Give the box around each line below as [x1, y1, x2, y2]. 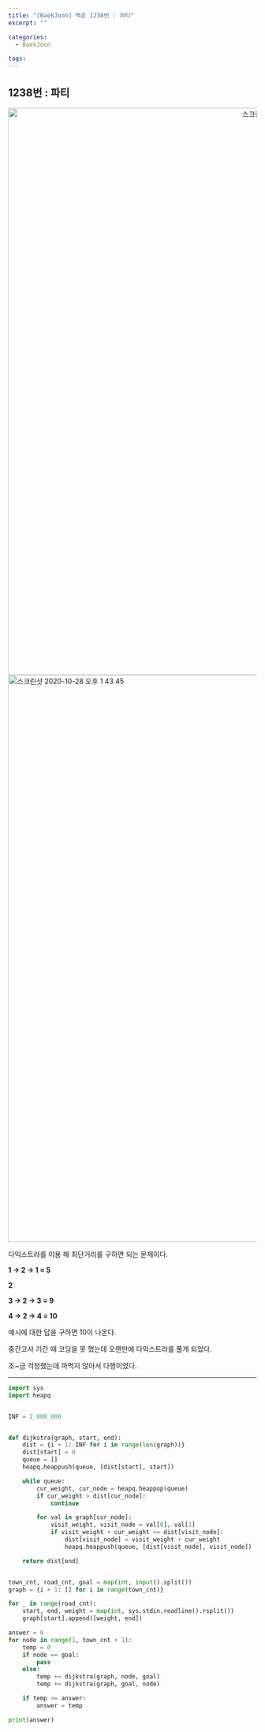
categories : [8, 33, 47, 41]
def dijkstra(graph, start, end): [8, 1434, 122, 1442]
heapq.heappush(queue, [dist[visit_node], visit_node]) [64, 1543, 252, 1551]
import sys [8, 1384, 44, 1392]
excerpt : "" [8, 19, 47, 27]
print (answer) [8, 1715, 55, 1724]
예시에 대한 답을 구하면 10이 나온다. [8, 1327, 117, 1337]
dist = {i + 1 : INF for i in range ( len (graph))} [22, 1441, 185, 1449]
